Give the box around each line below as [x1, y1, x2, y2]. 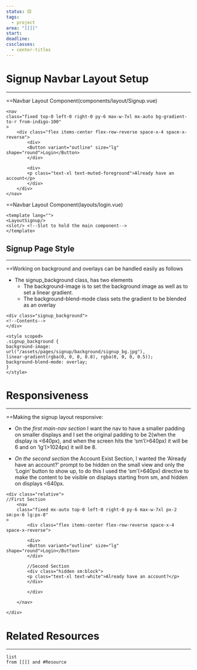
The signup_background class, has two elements [14, 276, 133, 283]
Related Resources [6, 629, 100, 642]
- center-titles [11, 47, 51, 53]
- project [11, 19, 35, 25]
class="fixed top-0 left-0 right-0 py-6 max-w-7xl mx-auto [6, 113, 154, 119]
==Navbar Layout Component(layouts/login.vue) [6, 201, 123, 208]
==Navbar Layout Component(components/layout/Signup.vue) [6, 97, 158, 104]
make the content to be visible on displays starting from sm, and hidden [14, 474, 188, 481]
